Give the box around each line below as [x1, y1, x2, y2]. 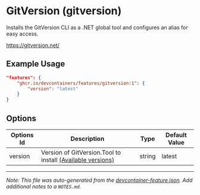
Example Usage [6, 59, 65, 69]
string [139, 152, 156, 160]
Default [165, 131, 187, 139]
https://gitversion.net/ [6, 42, 60, 49]
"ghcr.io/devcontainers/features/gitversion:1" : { [17, 80, 145, 86]
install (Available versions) [40, 156, 115, 164]
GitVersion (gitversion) [6, 4, 122, 18]
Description [70, 134, 105, 143]
